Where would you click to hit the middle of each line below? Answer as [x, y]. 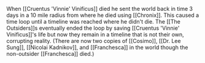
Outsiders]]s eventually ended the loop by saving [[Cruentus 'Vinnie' [93, 28]
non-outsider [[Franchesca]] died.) [50, 54]
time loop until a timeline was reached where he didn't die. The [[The [94, 22]
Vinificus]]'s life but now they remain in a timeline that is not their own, [95, 35]
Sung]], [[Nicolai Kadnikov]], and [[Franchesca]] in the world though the [97, 47]
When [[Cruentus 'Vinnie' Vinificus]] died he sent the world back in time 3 [100, 9]
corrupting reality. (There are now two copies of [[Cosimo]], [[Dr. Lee [94, 41]
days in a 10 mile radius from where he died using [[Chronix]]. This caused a [103, 15]
